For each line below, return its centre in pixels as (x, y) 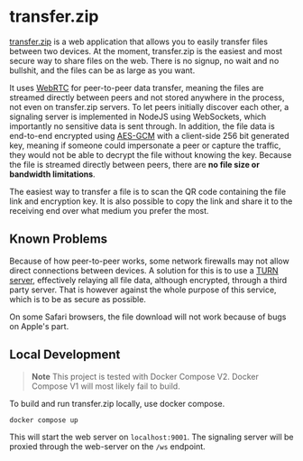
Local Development (65, 355)
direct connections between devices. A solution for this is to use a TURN (144, 270)
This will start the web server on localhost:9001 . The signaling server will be (151, 437)
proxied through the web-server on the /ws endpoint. (107, 446)
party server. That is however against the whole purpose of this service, (143, 290)
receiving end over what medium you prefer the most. (109, 210)
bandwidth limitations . (53, 174)
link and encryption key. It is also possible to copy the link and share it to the (151, 201)
